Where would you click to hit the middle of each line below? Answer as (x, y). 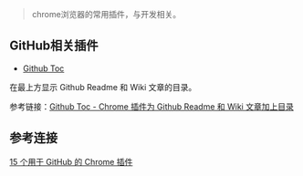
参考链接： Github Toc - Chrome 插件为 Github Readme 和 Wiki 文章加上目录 (151, 106)
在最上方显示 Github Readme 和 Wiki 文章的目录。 (103, 87)
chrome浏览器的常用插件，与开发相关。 (106, 14)
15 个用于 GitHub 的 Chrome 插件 (71, 161)
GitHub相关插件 (54, 46)
